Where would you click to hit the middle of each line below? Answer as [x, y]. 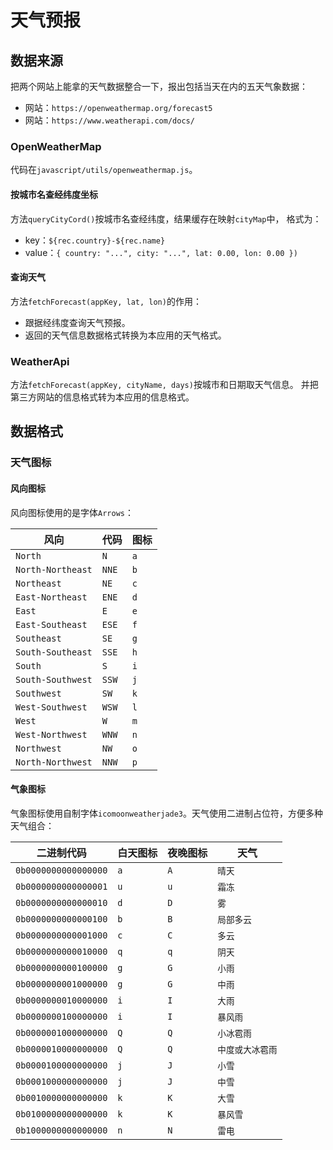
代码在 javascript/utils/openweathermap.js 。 [104, 170]
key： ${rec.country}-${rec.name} [95, 240]
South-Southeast [54, 652]
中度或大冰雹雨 [247, 1049]
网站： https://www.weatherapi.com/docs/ [109, 120]
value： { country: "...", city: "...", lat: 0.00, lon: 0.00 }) [161, 252]
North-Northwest [54, 762]
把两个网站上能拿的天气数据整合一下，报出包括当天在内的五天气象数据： [159, 86]
